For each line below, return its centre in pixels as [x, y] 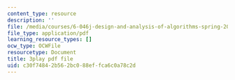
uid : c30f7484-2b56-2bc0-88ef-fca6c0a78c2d [72, 65]
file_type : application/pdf [48, 33]
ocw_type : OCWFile [34, 46]
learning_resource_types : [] [50, 40]
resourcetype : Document [42, 53]
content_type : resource [42, 14]
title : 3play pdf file [40, 59]
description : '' [31, 20]
